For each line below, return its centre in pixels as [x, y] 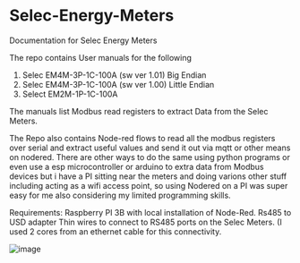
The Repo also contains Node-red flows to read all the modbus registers [142, 138]
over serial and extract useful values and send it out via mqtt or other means [150, 148]
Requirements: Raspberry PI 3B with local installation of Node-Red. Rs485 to [150, 212]
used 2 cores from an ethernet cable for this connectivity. [116, 231]
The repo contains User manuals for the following [101, 57]
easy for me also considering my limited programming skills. [120, 195]
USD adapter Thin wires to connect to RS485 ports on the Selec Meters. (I [146, 222]
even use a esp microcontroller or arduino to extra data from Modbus [137, 166]
